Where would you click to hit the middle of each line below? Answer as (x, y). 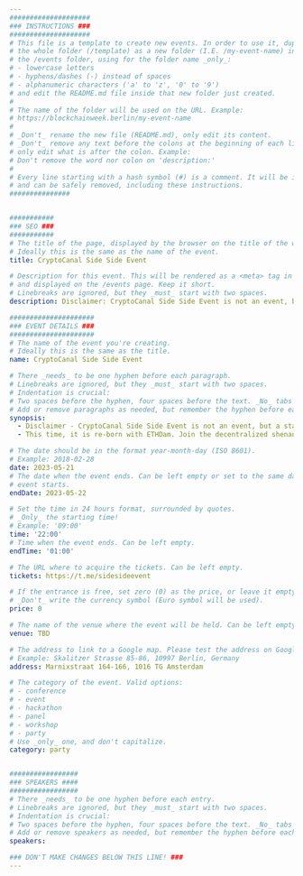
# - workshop (34, 724)
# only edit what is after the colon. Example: (101, 152)
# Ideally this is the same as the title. (90, 351)
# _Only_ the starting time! (64, 518)
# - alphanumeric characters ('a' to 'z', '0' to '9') (115, 85)
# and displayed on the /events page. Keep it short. (113, 285)
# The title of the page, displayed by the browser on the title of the (149, 243)
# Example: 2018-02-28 (52, 459)
